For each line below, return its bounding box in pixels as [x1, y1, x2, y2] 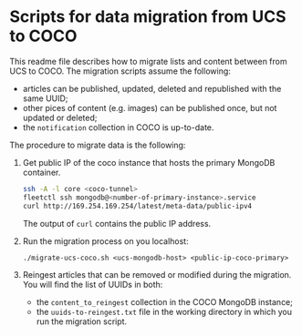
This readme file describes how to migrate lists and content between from [9, 56, 287, 66]
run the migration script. [36, 316, 128, 327]
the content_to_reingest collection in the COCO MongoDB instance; [36, 296, 294, 307]
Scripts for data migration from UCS [9, 6, 286, 27]
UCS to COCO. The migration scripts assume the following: [9, 66, 231, 76]
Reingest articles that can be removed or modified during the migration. [22, 269, 292, 280]
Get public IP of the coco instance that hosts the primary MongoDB [22, 157, 276, 168]
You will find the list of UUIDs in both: [22, 279, 163, 290]
